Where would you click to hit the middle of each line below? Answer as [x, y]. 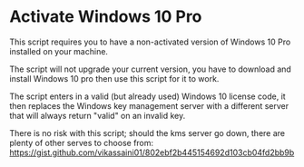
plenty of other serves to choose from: [82, 142]
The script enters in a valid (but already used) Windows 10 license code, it [147, 96]
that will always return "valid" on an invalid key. [98, 115]
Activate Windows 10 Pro [106, 17]
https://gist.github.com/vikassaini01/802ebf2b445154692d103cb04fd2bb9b [152, 152]
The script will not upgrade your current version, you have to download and [151, 69]
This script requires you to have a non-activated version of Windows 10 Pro [150, 42]
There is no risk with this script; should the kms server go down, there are [147, 133]
